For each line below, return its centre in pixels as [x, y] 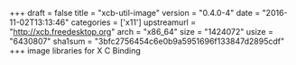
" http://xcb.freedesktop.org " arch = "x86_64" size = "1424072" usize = [141, 32]
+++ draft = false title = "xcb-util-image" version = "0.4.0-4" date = [135, 13]
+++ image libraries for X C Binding [75, 51]
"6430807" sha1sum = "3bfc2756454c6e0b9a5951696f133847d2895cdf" [147, 41]
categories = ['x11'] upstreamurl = [134, 22]
